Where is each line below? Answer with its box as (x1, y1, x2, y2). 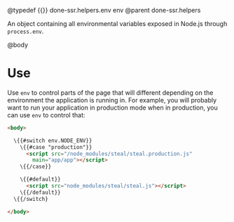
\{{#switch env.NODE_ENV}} (13, 137, 92, 144)
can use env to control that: (7, 110, 85, 119)
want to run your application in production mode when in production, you (7, 103, 219, 112)
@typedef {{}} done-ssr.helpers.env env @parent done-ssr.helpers (7, 6, 201, 14)
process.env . (7, 27, 44, 35)
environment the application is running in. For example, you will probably (7, 96, 217, 104)
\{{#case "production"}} (20, 143, 92, 150)
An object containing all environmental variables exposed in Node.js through (7, 20, 228, 27)
